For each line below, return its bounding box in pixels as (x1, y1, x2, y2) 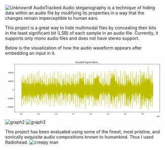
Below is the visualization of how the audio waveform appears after (5, 45, 142, 50)
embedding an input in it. (5, 50, 56, 56)
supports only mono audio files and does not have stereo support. (5, 35, 140, 41)
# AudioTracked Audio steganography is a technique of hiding (29, 5, 156, 10)
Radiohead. (5, 139, 29, 146)
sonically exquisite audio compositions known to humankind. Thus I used (5, 134, 154, 140)
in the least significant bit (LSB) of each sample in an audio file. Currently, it (5, 30, 159, 36)
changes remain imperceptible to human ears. (5, 15, 99, 21)
